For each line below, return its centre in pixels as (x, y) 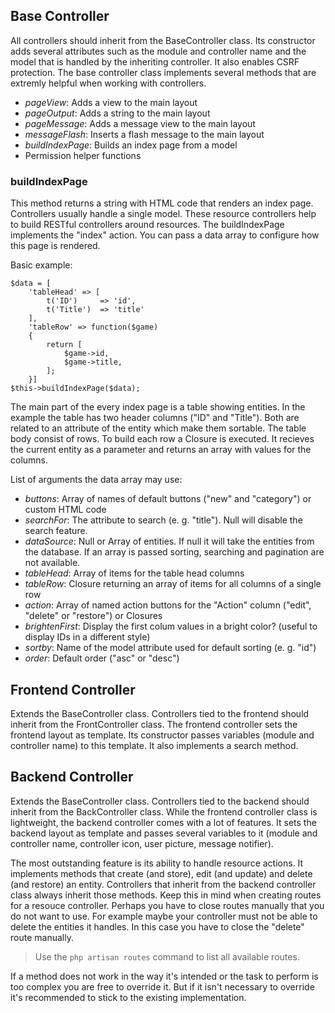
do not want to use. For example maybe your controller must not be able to (164, 916)
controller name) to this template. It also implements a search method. (154, 745)
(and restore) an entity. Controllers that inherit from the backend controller (163, 884)
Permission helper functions (83, 155)
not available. (52, 563)
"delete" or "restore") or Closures (93, 616)
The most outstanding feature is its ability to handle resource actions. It (157, 863)
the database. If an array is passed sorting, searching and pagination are (174, 552)
